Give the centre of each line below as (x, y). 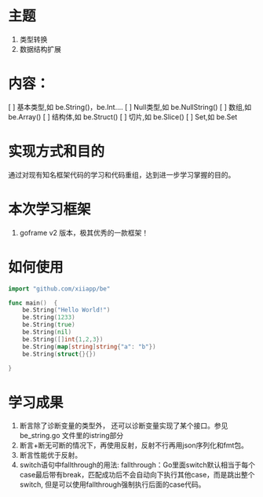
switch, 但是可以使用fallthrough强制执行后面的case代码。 (112, 484)
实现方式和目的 (57, 152)
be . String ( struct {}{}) (59, 354)
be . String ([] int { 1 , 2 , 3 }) (63, 339)
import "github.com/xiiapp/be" (59, 289)
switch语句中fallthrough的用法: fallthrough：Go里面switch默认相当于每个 (137, 465)
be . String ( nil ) (47, 332)
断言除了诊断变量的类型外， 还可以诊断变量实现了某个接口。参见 (124, 426)
